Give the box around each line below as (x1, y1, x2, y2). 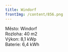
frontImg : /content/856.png (5, 12, 64, 17)
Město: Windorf (5, 25, 37, 31)
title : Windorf (5, 7, 37, 12)
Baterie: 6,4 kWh (5, 41, 40, 47)
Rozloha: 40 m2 (5, 31, 38, 37)
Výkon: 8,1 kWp (5, 36, 36, 42)
